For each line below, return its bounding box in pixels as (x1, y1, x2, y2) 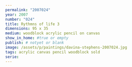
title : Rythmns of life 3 (5, 21, 59, 27)
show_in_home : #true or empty (5, 36, 69, 41)
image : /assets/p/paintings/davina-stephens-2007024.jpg (5, 45, 127, 50)
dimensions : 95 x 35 (5, 26, 49, 31)
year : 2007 (5, 12, 28, 17)
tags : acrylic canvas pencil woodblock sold (5, 49, 100, 54)
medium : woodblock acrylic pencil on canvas (5, 31, 100, 36)
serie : (5, 54, 19, 59)
